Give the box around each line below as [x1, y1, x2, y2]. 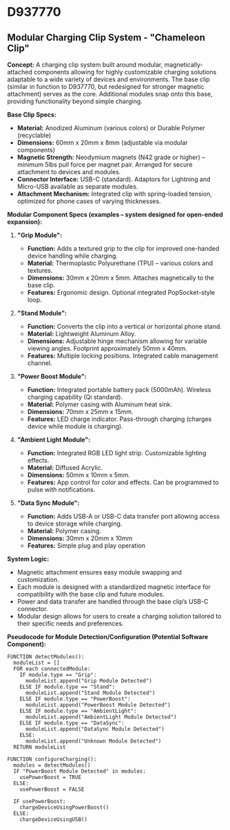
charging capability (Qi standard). [27, 393, 123, 401]
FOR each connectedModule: [13, 665, 91, 672]
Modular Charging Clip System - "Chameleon [7, 32, 205, 43]
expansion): [7, 218, 43, 226]
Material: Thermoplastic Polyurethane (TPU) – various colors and [27, 259, 213, 267]
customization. [17, 576, 60, 583]
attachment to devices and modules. [17, 168, 121, 176]
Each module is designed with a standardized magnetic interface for [17, 583, 211, 591]
